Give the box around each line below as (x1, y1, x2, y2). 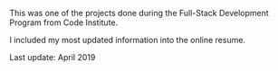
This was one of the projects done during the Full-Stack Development (9, 8, 269, 18)
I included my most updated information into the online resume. (9, 35, 246, 45)
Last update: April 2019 (9, 52, 96, 62)
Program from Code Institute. (9, 17, 119, 28)
